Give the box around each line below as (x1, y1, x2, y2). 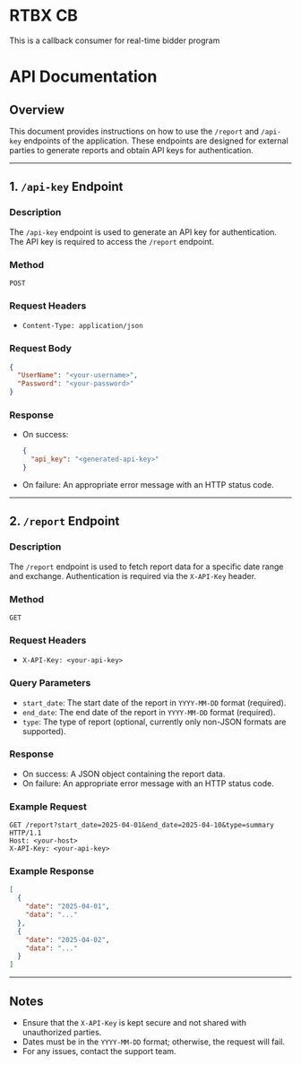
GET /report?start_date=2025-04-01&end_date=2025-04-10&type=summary (9, 821, 275, 830)
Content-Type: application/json (21, 322, 143, 331)
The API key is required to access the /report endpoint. (9, 236, 215, 247)
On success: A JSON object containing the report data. (21, 768, 226, 779)
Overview (9, 102, 65, 117)
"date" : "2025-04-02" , (25, 935, 110, 944)
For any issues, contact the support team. (21, 1045, 176, 1056)
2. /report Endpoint (9, 514, 120, 529)
